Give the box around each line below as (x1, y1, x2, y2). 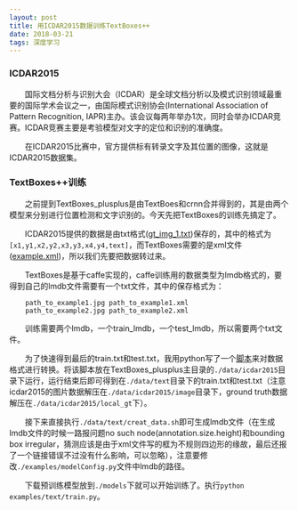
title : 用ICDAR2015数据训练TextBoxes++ (9, 21, 150, 30)
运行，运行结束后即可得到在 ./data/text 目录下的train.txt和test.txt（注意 (24, 375, 286, 385)
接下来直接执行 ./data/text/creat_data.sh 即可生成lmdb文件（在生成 (25, 416, 276, 427)
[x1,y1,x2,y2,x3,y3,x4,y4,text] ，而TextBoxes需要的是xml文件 (9, 239, 243, 250)
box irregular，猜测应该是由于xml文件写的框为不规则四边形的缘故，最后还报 (9, 438, 287, 449)
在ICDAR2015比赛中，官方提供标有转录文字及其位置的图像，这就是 (25, 141, 269, 151)
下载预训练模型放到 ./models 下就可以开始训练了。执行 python (25, 480, 245, 490)
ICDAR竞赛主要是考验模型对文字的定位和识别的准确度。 (24, 122, 229, 133)
